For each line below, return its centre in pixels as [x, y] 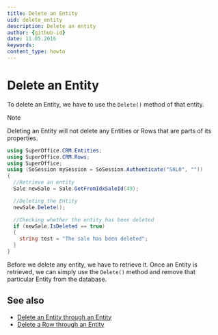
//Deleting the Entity [45, 201]
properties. [23, 138]
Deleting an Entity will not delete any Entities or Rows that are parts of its [109, 131]
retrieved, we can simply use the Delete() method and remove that [101, 271]
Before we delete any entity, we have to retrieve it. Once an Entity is [103, 265]
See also [26, 300]
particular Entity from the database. [57, 279]
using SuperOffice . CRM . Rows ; [49, 157]
